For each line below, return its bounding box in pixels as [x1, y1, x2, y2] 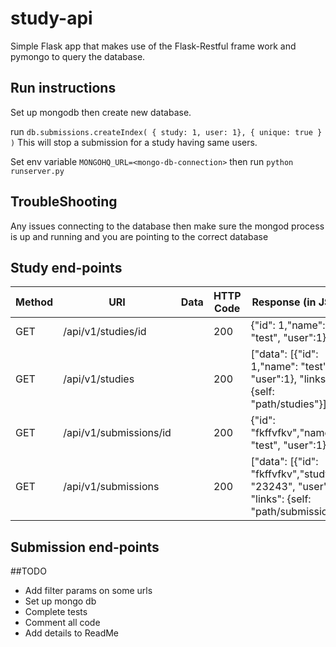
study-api [10, 7, 93, 30]
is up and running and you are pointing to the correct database [10, 230, 269, 242]
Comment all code [24, 617, 101, 629]
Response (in [251, 295, 317, 309]
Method [15, 295, 54, 309]
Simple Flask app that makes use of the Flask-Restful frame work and [10, 40, 297, 52]
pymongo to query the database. [10, 50, 146, 62]
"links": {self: [250, 492, 312, 506]
